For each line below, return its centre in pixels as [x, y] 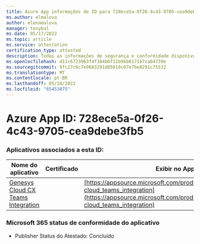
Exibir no [168, 169]
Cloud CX [23, 190]
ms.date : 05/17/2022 [32, 34]
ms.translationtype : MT [36, 73]
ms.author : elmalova [32, 17]
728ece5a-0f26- [121, 119]
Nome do [24, 165]
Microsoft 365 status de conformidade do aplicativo [83, 223]
